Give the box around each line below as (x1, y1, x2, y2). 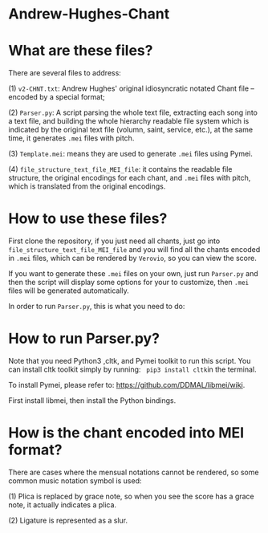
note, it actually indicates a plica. (8, 499, 117, 510)
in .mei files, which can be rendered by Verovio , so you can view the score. (8, 254, 257, 263)
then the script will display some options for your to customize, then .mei (8, 278, 250, 287)
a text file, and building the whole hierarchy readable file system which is (8, 116, 250, 126)
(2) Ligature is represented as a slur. (8, 515, 128, 525)
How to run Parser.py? (8, 330, 160, 348)
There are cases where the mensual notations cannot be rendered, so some (8, 467, 259, 477)
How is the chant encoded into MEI (8, 424, 245, 442)
